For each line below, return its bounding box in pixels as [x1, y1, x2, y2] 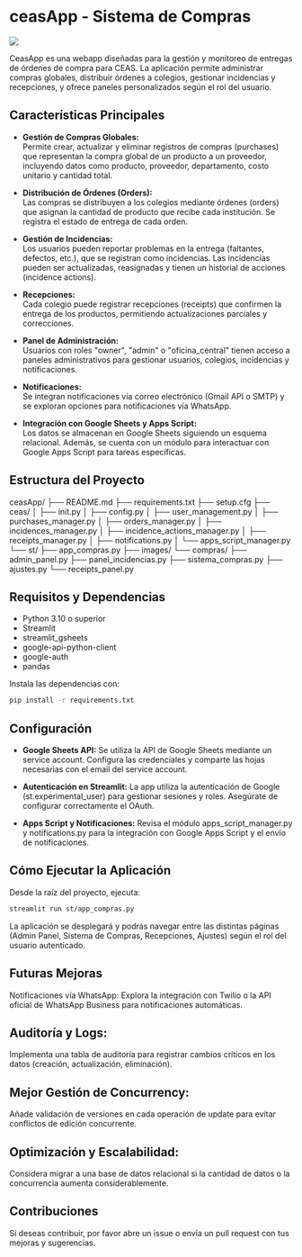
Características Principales [9, 108, 165, 123]
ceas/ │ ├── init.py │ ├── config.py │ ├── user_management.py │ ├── [9, 506, 279, 516]
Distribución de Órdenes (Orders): [22, 187, 153, 198]
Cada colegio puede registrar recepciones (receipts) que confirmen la [22, 299, 282, 310]
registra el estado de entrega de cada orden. [22, 216, 189, 227]
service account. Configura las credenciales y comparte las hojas [22, 754, 265, 766]
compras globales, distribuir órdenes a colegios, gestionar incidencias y [9, 72, 276, 83]
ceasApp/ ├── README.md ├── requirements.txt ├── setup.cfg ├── [9, 497, 271, 507]
